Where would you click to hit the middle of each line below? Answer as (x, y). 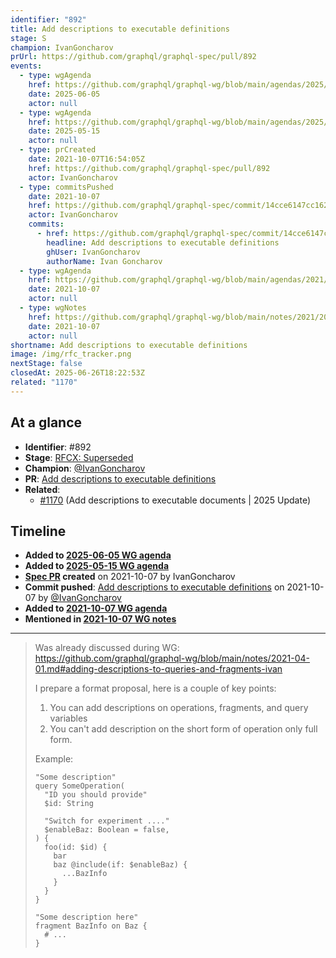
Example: (54, 759)
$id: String (69, 804)
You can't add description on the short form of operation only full (183, 729)
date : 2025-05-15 (64, 131)
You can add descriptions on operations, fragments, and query (179, 708)
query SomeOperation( (79, 786)
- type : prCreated (58, 150)
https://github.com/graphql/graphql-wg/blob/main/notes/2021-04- (172, 658)
